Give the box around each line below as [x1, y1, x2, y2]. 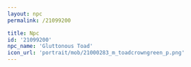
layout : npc [7, 10, 42, 18]
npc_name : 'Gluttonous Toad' [7, 43, 93, 50]
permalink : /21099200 [7, 17, 71, 24]
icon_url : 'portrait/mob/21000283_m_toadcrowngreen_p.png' [7, 49, 185, 56]
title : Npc [7, 30, 40, 37]
